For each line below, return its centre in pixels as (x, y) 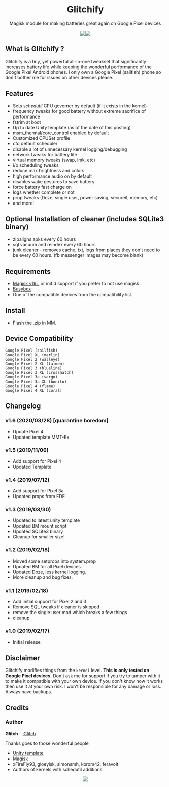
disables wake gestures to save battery (54, 181)
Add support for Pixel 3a (38, 491)
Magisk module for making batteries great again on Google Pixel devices (85, 23)
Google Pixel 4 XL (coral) (34, 390)
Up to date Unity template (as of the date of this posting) (72, 127)
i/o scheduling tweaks (36, 165)
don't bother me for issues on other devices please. (59, 77)
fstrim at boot (27, 122)
